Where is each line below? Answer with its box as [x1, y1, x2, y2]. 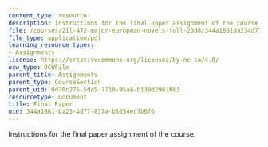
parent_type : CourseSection [8, 78, 102, 86]
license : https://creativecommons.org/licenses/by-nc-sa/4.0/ [8, 56, 219, 64]
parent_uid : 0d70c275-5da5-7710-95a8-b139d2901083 [8, 85, 180, 94]
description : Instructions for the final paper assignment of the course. [8, 19, 262, 27]
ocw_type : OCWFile [8, 64, 69, 72]
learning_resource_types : [8, 41, 94, 49]
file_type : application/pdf [8, 33, 102, 42]
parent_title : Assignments [8, 71, 98, 79]
